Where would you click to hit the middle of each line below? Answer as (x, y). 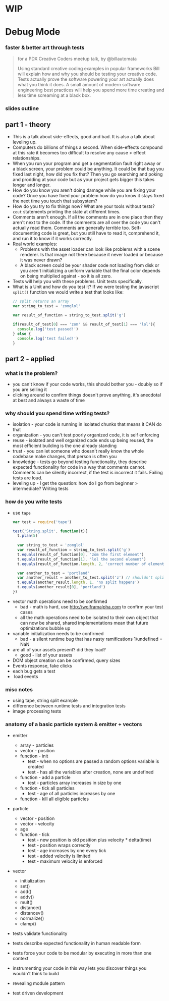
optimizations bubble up (45, 628)
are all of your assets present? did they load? (59, 649)
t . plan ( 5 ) (27, 536)
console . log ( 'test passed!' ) (48, 329)
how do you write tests (34, 502)
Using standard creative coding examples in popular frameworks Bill (89, 68)
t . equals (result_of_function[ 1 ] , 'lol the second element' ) (82, 559)
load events (26, 676)
